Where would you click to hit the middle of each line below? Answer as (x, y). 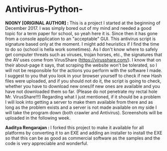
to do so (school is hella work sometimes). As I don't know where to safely (82, 49)
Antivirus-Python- (44, 9)
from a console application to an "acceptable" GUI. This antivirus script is (81, 39)
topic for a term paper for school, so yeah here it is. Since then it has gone (82, 33)
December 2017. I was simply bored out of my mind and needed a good (78, 28)
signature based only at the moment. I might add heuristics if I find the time (82, 44)
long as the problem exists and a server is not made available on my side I (81, 107)
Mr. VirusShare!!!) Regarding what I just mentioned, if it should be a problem (83, 97)
